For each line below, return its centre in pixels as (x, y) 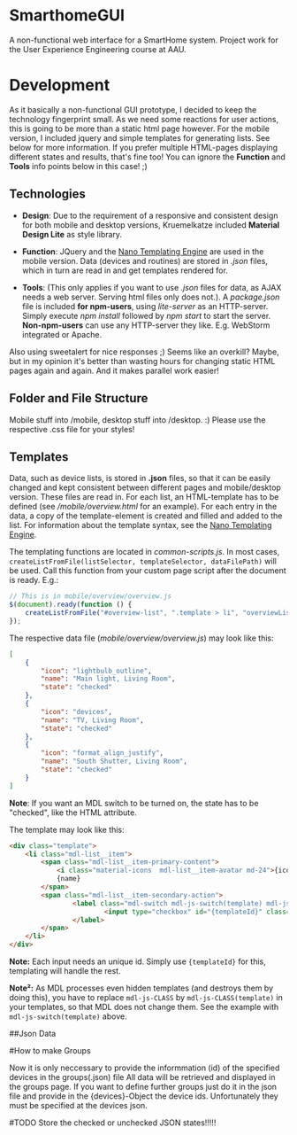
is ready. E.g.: (34, 580)
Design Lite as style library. (72, 234)
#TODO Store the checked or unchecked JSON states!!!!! (113, 1123)
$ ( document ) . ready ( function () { (71, 605)
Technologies (48, 194)
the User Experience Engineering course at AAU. (98, 49)
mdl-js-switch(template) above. (68, 1016)
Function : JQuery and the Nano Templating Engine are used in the (143, 251)
